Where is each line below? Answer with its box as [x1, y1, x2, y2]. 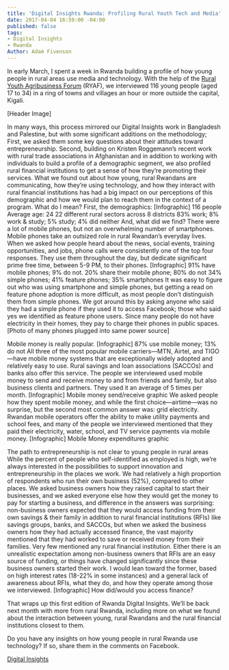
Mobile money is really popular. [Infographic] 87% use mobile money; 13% [7, 340, 217, 348]
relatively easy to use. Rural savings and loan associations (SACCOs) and [7, 361, 214, 370]
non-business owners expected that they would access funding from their [7, 506, 216, 514]
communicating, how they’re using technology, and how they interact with [7, 181, 215, 189]
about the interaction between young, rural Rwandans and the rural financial [7, 614, 221, 622]
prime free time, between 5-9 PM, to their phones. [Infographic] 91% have [7, 261, 216, 269]
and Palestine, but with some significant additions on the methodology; [7, 129, 207, 138]
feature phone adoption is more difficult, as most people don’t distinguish [7, 290, 214, 298]
